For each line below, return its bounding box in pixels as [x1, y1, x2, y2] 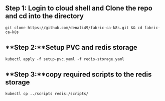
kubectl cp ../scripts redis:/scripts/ [5, 91, 89, 96]
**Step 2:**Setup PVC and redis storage [5, 43, 137, 52]
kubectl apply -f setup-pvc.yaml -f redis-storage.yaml [5, 56, 124, 62]
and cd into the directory [5, 12, 84, 21]
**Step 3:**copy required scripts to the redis [5, 70, 152, 79]
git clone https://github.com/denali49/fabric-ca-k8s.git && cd [5, 25, 142, 30]
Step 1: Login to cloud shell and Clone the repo [5, 4, 153, 13]
